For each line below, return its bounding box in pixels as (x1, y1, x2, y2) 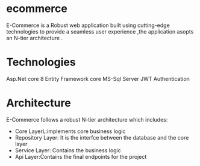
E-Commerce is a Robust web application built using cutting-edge (6, 22, 170, 29)
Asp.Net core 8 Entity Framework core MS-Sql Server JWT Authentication (6, 75, 190, 82)
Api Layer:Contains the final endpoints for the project (14, 153, 147, 160)
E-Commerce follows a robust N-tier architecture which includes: (6, 116, 168, 123)
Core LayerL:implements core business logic (14, 128, 126, 135)
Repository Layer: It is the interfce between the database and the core (14, 134, 189, 141)
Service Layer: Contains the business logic (14, 146, 122, 154)
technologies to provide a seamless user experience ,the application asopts (6, 28, 194, 35)
